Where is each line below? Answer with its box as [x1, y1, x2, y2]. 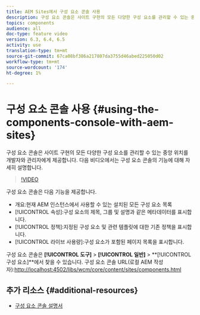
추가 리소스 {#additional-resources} [6, 285, 139, 295]
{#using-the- [92, 103, 160, 117]
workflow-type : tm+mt [6, 59, 60, 65]
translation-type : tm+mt [6, 48, 68, 54]
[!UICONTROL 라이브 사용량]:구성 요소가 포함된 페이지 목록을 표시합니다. [14, 238, 185, 246]
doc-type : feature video [6, 31, 68, 37]
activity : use [6, 42, 42, 48]
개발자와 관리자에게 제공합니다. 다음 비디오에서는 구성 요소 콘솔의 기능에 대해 [6, 157, 185, 164]
